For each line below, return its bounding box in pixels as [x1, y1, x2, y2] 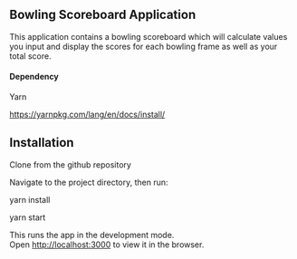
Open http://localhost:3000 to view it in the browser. [9, 239, 205, 250]
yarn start [9, 212, 46, 223]
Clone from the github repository [9, 158, 131, 170]
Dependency [9, 72, 59, 82]
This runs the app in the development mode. [9, 229, 175, 240]
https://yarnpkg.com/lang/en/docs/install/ [9, 109, 166, 120]
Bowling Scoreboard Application [9, 7, 196, 23]
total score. [9, 50, 52, 62]
